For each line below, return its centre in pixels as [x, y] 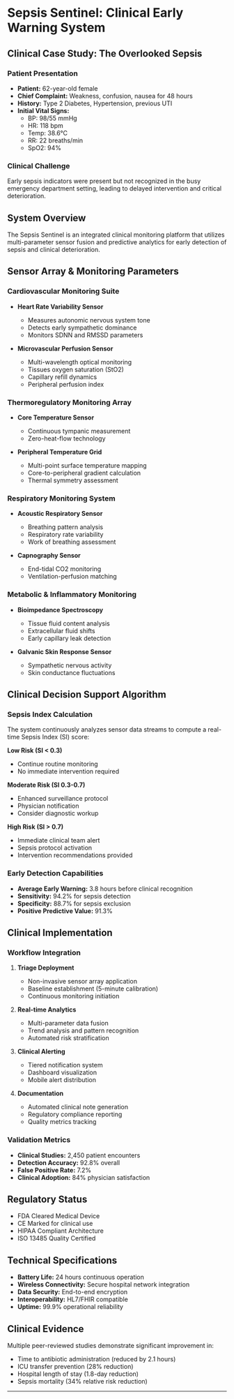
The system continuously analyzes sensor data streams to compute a [107, 730]
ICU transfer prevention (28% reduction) [75, 1366]
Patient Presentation [43, 73]
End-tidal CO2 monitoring [64, 569]
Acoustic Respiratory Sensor [60, 514]
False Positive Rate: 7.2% [54, 1170]
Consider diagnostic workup [58, 813]
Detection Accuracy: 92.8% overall [69, 1162]
